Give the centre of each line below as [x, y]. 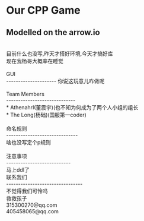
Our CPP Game [44, 10]
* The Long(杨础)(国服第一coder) [47, 115]
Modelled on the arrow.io [53, 32]
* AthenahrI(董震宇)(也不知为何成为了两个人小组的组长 [72, 107]
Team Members [25, 94]
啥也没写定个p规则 [29, 142]
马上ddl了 [18, 170]
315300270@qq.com [32, 205]
